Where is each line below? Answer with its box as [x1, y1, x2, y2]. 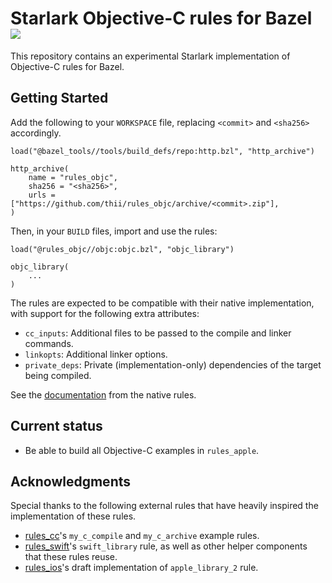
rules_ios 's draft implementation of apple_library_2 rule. [24, 562, 259, 574]
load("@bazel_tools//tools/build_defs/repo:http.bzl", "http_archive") [10, 146, 315, 156]
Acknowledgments [10, 473, 132, 490]
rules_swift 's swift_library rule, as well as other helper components [24, 540, 308, 552]
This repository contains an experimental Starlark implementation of [10, 50, 291, 62]
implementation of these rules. [10, 510, 137, 522]
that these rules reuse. [24, 551, 118, 563]
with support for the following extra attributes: [10, 307, 200, 319]
